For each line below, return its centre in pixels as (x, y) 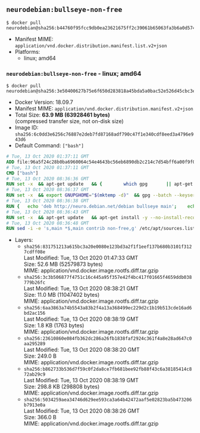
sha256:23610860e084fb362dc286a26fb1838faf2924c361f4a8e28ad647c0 (108, 339)
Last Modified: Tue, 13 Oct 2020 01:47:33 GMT (81, 258)
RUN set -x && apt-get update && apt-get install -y (77, 217)
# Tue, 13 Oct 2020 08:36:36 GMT (48, 179)
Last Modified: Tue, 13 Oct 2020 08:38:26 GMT (82, 411)
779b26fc (35, 283)
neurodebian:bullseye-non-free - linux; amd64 (74, 73)
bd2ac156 (35, 314)
